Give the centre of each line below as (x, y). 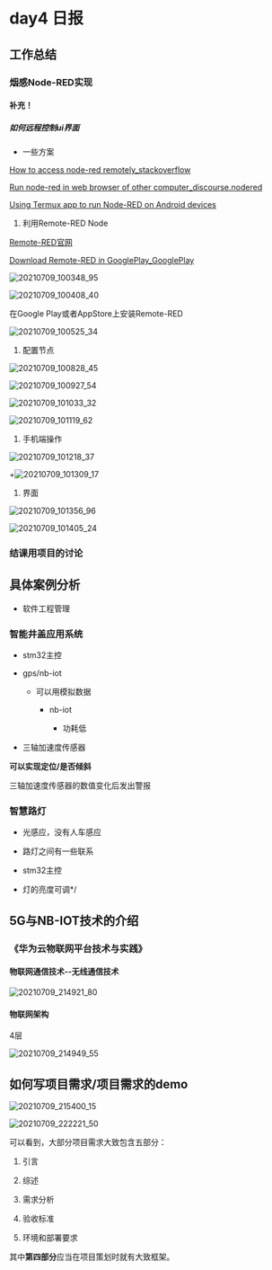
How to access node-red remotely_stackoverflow (100, 170)
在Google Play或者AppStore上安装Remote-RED (97, 314)
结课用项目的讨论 (46, 553)
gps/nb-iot (42, 673)
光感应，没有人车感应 (61, 832)
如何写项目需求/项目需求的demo (99, 1084)
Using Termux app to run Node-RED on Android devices (113, 205)
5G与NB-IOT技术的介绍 (74, 921)
